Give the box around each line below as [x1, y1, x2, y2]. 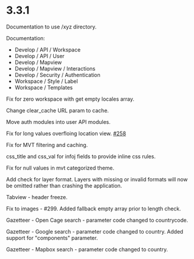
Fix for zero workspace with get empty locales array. [6, 95, 135, 103]
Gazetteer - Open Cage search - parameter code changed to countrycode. [6, 216, 188, 223]
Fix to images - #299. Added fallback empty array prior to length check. [6, 205, 182, 212]
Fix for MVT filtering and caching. [6, 141, 88, 148]
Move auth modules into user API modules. [6, 118, 111, 125]
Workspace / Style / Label [14, 78, 78, 85]
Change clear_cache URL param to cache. [6, 107, 109, 114]
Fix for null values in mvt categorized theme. [6, 164, 115, 171]
